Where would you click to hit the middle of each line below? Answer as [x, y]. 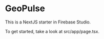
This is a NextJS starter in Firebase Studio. [48, 22]
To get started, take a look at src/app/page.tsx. [52, 31]
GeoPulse [25, 9]
